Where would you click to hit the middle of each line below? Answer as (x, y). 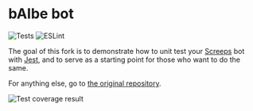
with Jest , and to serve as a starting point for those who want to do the (125, 59)
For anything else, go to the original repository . (85, 83)
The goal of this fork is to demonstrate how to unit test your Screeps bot (127, 51)
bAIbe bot (41, 14)
